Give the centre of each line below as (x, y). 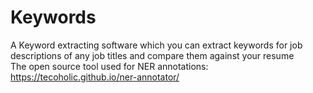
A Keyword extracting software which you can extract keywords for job (156, 45)
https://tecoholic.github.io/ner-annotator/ (95, 77)
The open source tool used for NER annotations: (109, 66)
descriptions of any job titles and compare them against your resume (152, 55)
